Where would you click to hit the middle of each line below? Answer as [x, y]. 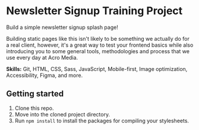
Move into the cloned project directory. [62, 114]
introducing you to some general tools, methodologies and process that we [98, 51]
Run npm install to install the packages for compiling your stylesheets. [102, 121]
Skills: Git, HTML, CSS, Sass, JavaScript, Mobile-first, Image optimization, [97, 69]
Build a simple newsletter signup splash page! [62, 27]
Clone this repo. [34, 108]
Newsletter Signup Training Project [94, 11]
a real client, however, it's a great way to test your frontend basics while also [100, 45]
